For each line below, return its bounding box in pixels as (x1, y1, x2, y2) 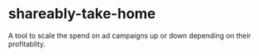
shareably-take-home (8, 5, 157, 23)
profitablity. (8, 39, 46, 48)
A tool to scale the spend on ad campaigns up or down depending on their (8, 31, 252, 40)
